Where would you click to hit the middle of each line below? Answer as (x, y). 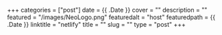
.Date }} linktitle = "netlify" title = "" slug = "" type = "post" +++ (97, 24)
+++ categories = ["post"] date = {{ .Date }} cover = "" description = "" (107, 10)
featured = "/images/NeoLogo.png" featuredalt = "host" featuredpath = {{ (111, 17)
